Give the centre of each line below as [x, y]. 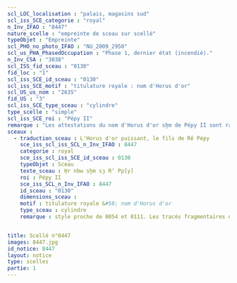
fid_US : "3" [26, 99]
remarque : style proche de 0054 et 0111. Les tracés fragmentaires [123, 217]
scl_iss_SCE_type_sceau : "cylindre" [63, 106]
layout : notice [30, 255]
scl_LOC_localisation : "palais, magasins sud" [79, 14]
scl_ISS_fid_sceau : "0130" [49, 66]
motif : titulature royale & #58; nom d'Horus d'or [96, 204]
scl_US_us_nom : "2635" [42, 92]
